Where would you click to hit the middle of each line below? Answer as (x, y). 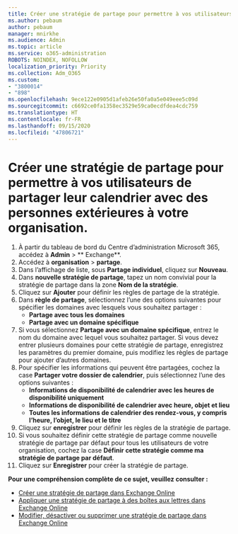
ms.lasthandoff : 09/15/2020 (49, 126)
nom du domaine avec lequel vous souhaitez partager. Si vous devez (118, 338)
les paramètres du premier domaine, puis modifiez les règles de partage (123, 353)
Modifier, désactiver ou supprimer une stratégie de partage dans (112, 516)
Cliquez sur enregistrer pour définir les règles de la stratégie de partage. (124, 428)
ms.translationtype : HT (43, 113)
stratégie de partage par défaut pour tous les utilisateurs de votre (113, 443)
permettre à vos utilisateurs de (100, 182)
